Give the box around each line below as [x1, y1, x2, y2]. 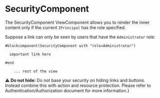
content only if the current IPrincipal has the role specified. [5, 24, 126, 30]
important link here [9, 52, 51, 57]
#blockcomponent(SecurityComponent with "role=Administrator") [5, 43, 136, 48]
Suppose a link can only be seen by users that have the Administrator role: [5, 34, 156, 40]
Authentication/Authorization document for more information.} [5, 87, 130, 93]
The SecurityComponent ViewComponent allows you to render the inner [5, 19, 150, 25]
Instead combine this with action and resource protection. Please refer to [5, 82, 151, 88]
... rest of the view [14, 69, 57, 74]
